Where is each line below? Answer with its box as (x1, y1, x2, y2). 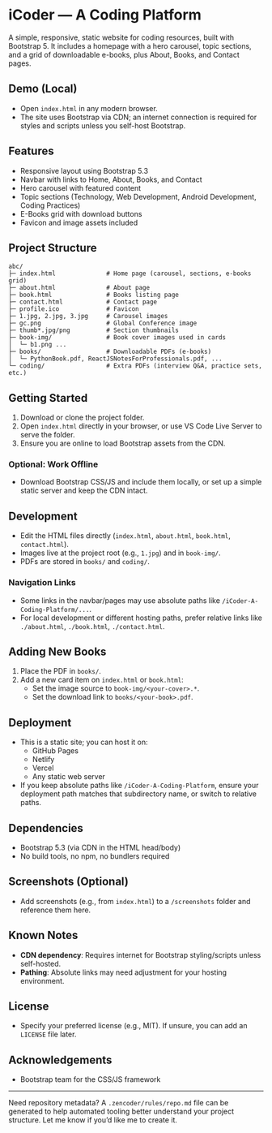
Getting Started (8, 391, 88, 405)
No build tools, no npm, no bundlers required (19, 851, 170, 861)
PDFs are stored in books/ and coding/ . (19, 557, 150, 566)
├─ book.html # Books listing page (8, 291, 180, 299)
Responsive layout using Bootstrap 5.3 (19, 166, 148, 175)
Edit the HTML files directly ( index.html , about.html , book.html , (19, 531, 231, 541)
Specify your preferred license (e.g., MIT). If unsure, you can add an (19, 1021, 248, 1031)
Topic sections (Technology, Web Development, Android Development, (19, 192, 257, 201)
